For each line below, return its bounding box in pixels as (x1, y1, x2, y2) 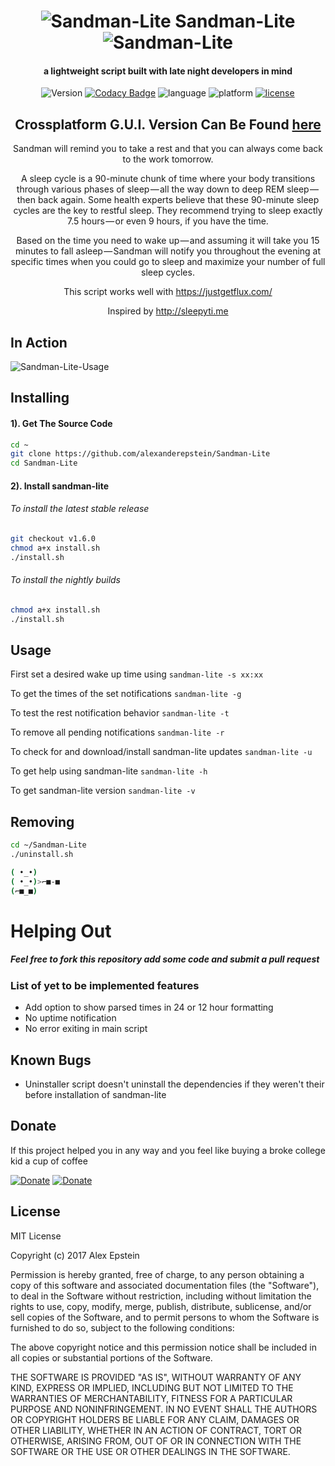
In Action (10, 334, 68, 351)
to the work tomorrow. (122, 153, 214, 165)
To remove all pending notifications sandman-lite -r (10, 726, 225, 739)
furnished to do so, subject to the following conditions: (10, 1321, 235, 1334)
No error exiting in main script (24, 1023, 148, 1035)
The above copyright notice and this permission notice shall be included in (10, 1341, 317, 1353)
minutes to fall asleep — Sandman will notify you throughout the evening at (14, 245, 322, 257)
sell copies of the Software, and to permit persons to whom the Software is (10, 1311, 320, 1323)
